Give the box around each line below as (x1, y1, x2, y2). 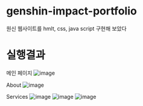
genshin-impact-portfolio (6, 4, 137, 18)
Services (6, 93, 28, 100)
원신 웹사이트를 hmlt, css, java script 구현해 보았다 (6, 25, 127, 32)
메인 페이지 (6, 69, 33, 76)
